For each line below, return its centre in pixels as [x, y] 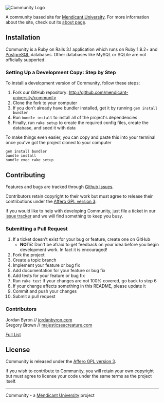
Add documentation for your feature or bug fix [59, 271]
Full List [13, 334]
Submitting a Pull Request [36, 229]
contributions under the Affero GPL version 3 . [51, 201]
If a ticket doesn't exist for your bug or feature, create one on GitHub [81, 239]
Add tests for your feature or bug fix [49, 276]
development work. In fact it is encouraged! [64, 250]
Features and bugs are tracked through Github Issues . [60, 187]
